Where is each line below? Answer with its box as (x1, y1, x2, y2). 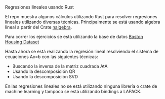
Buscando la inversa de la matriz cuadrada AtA (12, 64, 108, 69)
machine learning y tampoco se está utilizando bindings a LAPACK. (5, 89, 142, 94)
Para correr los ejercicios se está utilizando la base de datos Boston (5, 34, 143, 39)
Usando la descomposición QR (12, 68, 76, 74)
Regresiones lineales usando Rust (5, 4, 74, 10)
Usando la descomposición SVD (12, 74, 78, 79)
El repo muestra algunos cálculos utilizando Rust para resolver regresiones (5, 14, 158, 19)
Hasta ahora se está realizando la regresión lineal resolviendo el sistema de (5, 49, 159, 54)
